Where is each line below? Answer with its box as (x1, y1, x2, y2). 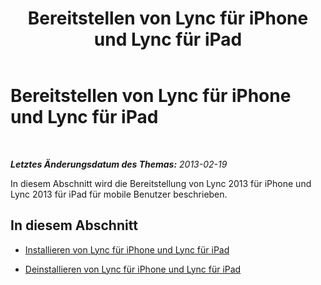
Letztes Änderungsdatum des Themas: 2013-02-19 (10, 158, 228, 170)
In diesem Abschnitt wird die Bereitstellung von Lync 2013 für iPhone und (10, 177, 312, 189)
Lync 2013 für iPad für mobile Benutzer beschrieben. (10, 188, 228, 200)
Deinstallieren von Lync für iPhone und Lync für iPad (24, 263, 242, 275)
